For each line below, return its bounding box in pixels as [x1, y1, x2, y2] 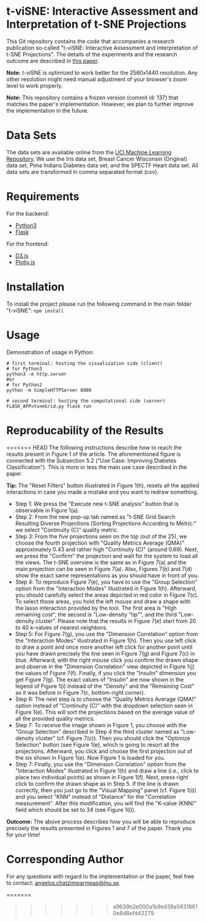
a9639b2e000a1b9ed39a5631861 [113, 902, 198, 910]
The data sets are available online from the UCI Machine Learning [6, 148, 172, 156]
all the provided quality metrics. [15, 715, 95, 722]
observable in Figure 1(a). [15, 507, 80, 514]
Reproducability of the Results [6, 423, 164, 437]
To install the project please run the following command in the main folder [6, 300, 192, 308]
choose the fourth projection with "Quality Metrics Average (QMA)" [15, 539, 185, 546]
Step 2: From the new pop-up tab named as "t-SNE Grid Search [15, 513, 176, 520]
